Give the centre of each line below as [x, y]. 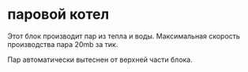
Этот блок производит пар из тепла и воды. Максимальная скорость [124, 36]
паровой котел [58, 14]
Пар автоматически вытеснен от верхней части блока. [100, 59]
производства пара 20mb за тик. [63, 44]
